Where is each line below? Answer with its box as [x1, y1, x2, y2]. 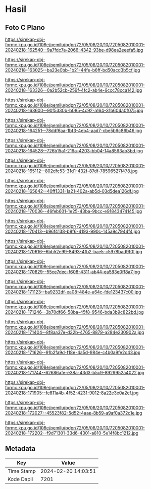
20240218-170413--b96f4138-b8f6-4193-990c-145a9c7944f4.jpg [5, 228, 140, 234]
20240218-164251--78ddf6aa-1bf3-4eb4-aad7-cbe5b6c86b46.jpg [5, 128, 142, 134]
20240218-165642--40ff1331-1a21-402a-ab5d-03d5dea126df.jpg [5, 188, 139, 194]
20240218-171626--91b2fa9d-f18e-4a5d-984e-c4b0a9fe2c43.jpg [5, 349, 141, 355]
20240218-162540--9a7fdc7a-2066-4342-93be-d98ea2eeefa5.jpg [5, 47, 144, 53]
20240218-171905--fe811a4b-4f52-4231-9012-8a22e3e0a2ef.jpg [5, 390, 139, 396]
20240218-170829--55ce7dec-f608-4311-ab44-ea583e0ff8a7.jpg [5, 269, 140, 275]
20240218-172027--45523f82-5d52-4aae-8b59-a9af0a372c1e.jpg [5, 410, 143, 416]
